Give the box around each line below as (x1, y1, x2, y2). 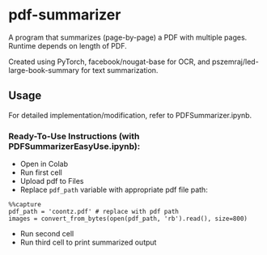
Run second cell (19, 229, 74, 239)
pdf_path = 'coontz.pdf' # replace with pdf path (8, 208, 180, 216)
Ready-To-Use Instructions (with (8, 130, 140, 142)
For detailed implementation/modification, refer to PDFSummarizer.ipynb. (8, 110, 252, 120)
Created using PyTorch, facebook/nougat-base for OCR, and (8, 57, 210, 66)
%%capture (8, 201, 42, 209)
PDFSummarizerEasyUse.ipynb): (8, 140, 141, 151)
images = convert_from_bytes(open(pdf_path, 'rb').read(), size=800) (8, 215, 248, 223)
